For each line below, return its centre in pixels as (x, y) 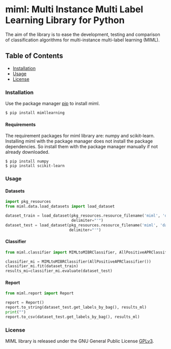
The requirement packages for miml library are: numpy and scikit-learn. (80, 136)
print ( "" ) (16, 312)
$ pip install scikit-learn (35, 166)
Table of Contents (34, 56)
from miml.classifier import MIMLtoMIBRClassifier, (61, 252)
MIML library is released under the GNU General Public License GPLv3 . (80, 341)
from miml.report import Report (39, 293)
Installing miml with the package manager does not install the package (79, 141)
